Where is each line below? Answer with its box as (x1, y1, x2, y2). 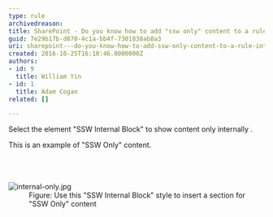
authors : (8, 58, 38, 66)
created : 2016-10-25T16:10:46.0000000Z (8, 50, 144, 58)
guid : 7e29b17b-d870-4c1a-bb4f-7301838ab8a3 (8, 34, 162, 43)
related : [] (8, 95, 49, 103)
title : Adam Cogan (15, 87, 79, 96)
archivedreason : (8, 20, 63, 28)
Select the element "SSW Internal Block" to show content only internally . (8, 124, 253, 134)
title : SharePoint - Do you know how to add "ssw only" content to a (8, 27, 249, 35)
